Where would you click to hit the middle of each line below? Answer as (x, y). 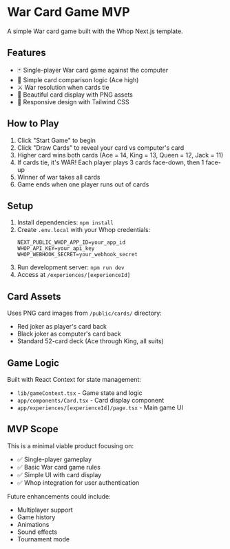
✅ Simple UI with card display (59, 474)
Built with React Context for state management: (74, 379)
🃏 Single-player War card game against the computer (93, 70)
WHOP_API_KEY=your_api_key (56, 249)
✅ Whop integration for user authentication (78, 482)
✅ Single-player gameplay (54, 459)
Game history (36, 517)
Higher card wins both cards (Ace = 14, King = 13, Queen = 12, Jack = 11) (120, 155)
